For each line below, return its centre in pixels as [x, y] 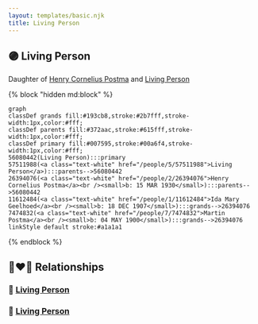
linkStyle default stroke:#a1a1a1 [65, 227]
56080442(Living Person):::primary [67, 158]
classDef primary [37, 144]
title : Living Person [44, 23]
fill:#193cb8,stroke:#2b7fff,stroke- [127, 116]
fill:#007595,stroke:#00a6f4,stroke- [131, 144]
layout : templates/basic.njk [56, 15]
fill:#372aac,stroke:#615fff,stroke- [131, 130]
